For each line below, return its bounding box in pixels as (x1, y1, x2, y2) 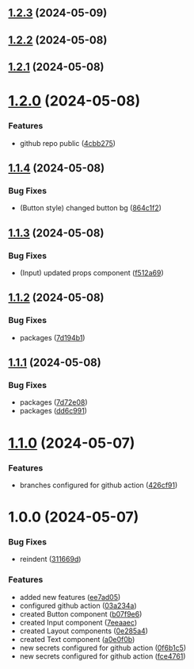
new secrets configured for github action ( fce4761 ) (19, 651, 186, 661)
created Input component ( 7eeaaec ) (19, 617, 137, 627)
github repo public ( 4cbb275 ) (19, 138, 116, 148)
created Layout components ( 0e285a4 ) (19, 626, 149, 636)
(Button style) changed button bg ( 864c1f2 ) (19, 203, 162, 213)
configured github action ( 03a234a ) (19, 601, 137, 610)
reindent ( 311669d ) (19, 555, 82, 564)
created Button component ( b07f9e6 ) (19, 609, 143, 618)
